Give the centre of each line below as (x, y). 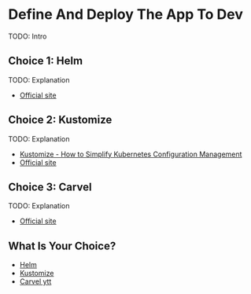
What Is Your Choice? (62, 246)
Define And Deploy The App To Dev (126, 15)
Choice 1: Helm (46, 61)
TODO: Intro (28, 36)
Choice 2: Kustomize (60, 120)
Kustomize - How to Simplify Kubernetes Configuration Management (131, 154)
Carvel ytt (35, 281)
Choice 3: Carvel (50, 187)
